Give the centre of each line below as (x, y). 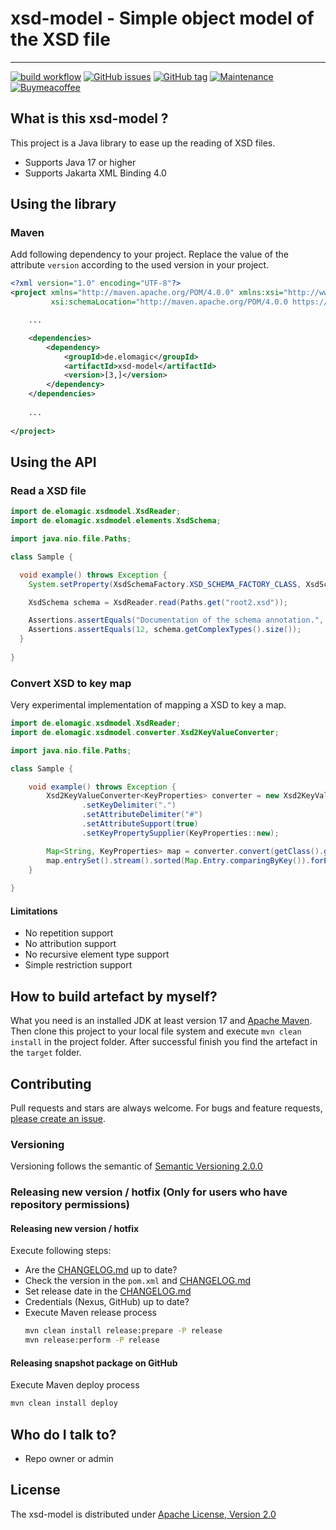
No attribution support (70, 944)
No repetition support (69, 933)
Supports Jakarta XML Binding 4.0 (95, 173)
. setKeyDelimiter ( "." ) (129, 805)
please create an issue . (58, 1118)
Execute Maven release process (90, 1313)
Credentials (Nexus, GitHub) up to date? (107, 1302)
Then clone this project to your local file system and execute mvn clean (156, 1031)
